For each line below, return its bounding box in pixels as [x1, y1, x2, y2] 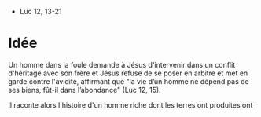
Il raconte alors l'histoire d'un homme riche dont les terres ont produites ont [8, 100, 253, 109]
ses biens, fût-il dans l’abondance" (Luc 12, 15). [8, 85, 161, 94]
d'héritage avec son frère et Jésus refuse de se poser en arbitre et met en [8, 68, 248, 78]
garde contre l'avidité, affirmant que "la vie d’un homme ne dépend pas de [8, 76, 249, 86]
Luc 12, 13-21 [19, 7, 62, 16]
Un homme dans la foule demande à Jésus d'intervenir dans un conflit [8, 60, 236, 69]
